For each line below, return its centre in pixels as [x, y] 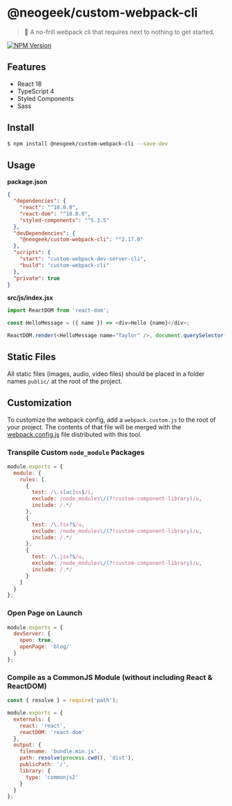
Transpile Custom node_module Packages [76, 452]
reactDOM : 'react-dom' [52, 732]
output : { [27, 745]
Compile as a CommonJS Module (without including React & [110, 677]
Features [27, 67]
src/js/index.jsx [30, 298]
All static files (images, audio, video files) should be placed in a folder [106, 374]
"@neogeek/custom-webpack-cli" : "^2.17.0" [81, 240]
